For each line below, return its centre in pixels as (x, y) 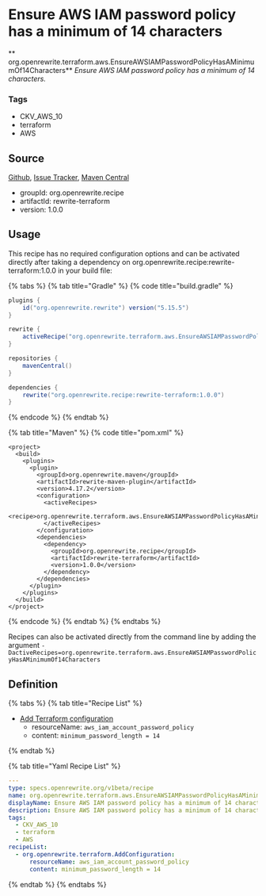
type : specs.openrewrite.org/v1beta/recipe (81, 788)
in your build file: (85, 270)
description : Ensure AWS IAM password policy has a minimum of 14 (120, 810)
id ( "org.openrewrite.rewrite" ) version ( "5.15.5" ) (106, 308)
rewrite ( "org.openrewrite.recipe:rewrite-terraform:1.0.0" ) (123, 395)
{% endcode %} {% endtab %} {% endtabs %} (84, 622)
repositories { (33, 358)
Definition (33, 684)
